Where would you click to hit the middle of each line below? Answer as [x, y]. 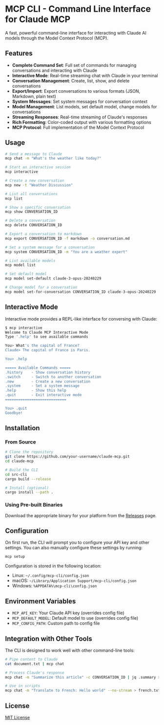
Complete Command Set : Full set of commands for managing [74, 65]
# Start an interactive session [38, 167]
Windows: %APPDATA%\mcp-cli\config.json [54, 586]
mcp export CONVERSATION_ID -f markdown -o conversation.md [68, 238]
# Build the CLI [21, 470]
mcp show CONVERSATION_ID [31, 212]
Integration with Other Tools [49, 638]
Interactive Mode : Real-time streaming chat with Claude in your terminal [85, 75]
